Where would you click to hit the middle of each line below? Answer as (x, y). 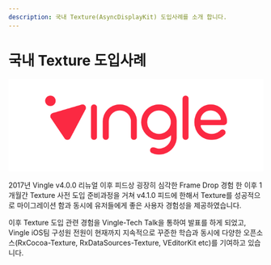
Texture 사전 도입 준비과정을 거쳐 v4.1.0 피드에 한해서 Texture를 (131, 196)
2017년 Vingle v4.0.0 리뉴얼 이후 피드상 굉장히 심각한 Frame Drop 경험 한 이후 (133, 185)
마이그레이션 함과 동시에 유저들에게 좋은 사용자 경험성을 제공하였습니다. (129, 205)
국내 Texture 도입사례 (78, 60)
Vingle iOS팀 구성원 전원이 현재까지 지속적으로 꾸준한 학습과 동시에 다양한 (125, 233)
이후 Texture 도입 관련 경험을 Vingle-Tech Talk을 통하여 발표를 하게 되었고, (127, 223)
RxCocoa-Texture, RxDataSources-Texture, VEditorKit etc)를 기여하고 (132, 243)
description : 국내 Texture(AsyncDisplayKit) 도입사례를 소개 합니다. (118, 17)
